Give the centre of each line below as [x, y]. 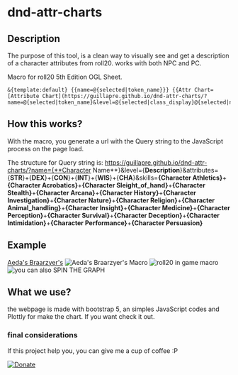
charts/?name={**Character [49, 170]
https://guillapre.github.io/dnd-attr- [156, 162]
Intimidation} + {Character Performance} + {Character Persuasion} [105, 223]
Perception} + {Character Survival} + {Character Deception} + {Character [113, 215]
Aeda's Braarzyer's [35, 262]
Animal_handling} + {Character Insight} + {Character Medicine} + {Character [119, 207]
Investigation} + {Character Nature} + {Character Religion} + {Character [111, 200]
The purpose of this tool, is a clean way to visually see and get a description [118, 55]
